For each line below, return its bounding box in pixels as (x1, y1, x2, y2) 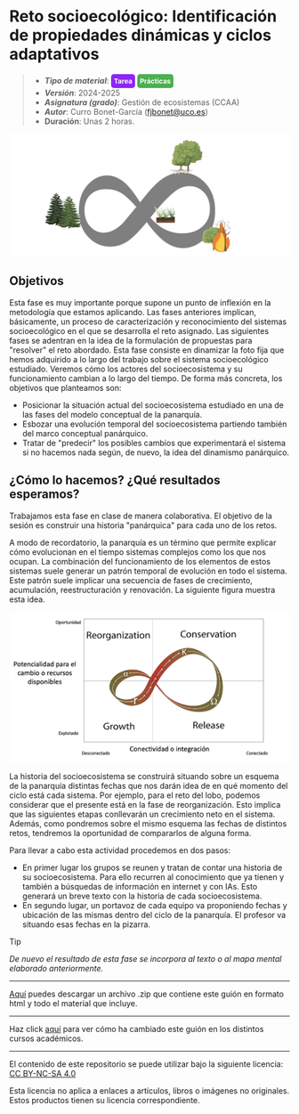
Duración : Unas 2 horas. (44, 116, 135, 126)
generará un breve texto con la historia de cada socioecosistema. (21, 890, 263, 901)
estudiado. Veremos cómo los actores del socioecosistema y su (9, 363, 243, 374)
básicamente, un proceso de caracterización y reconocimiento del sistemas (9, 316, 287, 327)
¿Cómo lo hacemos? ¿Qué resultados (9, 473, 221, 488)
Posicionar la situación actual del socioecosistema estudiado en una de (21, 399, 285, 411)
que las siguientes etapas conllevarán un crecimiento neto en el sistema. (9, 809, 276, 820)
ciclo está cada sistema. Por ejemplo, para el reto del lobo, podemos (9, 790, 261, 801)
